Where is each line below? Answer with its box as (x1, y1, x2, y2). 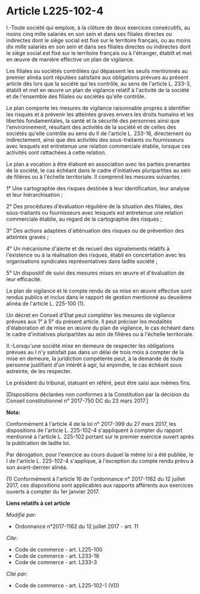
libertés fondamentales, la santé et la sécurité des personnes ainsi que (6, 117, 180, 124)
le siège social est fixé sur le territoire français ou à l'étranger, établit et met (6, 49, 192, 56)
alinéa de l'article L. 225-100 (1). (6, 300, 85, 307)
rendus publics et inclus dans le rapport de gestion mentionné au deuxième (6, 293, 192, 300)
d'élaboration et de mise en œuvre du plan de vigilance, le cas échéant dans (6, 324, 195, 331)
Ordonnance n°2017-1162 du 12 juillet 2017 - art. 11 (14, 522, 139, 530)
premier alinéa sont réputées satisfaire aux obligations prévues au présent (6, 74, 189, 81)
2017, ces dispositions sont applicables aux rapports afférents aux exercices (6, 482, 193, 489)
